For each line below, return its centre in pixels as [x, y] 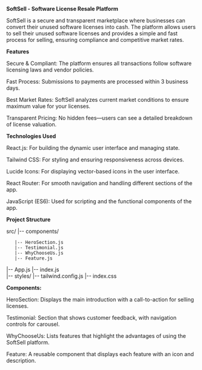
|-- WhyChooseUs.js [39, 253]
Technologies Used [31, 136]
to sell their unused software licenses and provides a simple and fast [92, 33]
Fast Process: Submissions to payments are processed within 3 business [97, 82]
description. [21, 361]
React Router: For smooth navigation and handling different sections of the [99, 183]
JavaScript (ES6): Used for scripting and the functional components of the [99, 201]
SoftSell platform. [28, 342]
